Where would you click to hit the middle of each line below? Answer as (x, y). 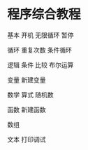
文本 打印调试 (27, 139)
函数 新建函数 (27, 109)
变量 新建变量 (27, 80)
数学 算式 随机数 (30, 95)
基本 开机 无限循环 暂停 (41, 35)
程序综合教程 (44, 14)
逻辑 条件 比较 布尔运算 (41, 64)
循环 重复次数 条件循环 (39, 50)
